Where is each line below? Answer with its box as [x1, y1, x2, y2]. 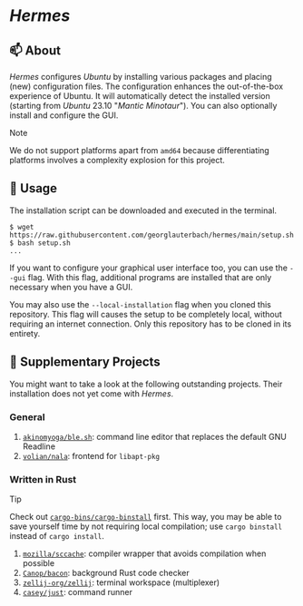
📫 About [9, 43, 62, 58]
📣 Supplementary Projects [9, 355, 161, 370]
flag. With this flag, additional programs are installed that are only [27, 271, 272, 282]
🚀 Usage [9, 181, 57, 196]
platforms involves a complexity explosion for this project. [9, 155, 225, 165]
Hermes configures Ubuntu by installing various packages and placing [9, 72, 272, 82]
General [9, 410, 45, 423]
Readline [22, 441, 56, 452]
